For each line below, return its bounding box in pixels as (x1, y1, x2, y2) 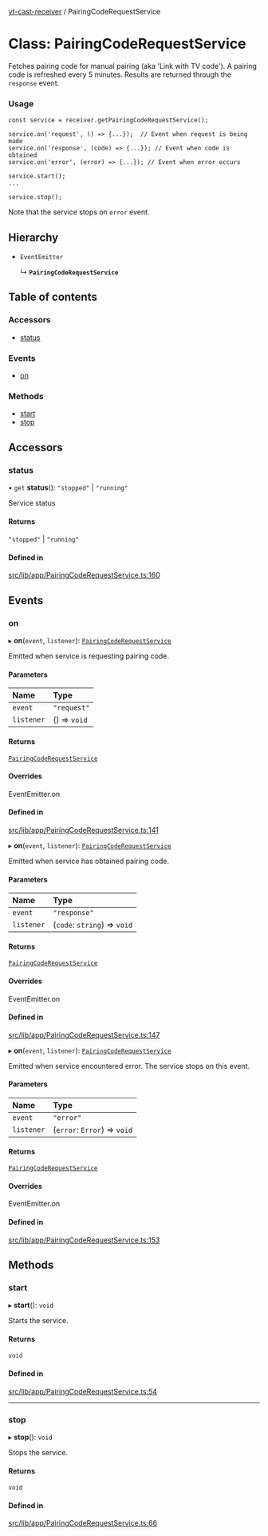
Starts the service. (8, 1316, 69, 1326)
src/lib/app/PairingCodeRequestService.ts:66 (8, 1518, 158, 1528)
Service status (8, 498, 56, 508)
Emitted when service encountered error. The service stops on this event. (8, 1061, 250, 1070)
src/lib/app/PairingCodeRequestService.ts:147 (8, 1030, 160, 1039)
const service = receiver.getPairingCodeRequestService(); (8, 116, 209, 125)
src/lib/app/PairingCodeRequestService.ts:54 (8, 1386, 158, 1396)
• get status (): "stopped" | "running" (8, 483, 128, 493)
